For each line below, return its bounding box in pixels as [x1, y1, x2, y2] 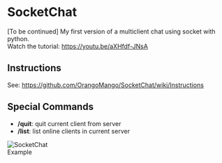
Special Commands [7, 101, 94, 113]
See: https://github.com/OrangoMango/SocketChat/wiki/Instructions [7, 81, 205, 89]
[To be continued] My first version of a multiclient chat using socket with [7, 27, 216, 36]
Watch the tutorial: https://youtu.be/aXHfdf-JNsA [7, 42, 149, 50]
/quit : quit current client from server [17, 119, 121, 127]
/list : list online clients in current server [17, 127, 131, 135]
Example [7, 148, 33, 156]
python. [7, 34, 29, 42]
